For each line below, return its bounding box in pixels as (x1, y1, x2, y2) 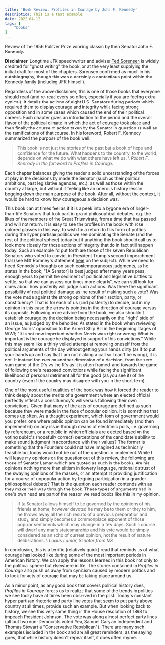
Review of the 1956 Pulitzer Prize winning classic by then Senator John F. (5, 44, 154, 49)
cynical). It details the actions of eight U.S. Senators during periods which (5, 99, 154, 104)
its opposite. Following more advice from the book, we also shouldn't (5, 310, 145, 315)
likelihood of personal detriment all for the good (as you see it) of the (5, 372, 144, 378)
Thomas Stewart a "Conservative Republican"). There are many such (5, 624, 145, 630)
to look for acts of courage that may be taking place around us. (5, 573, 133, 579)
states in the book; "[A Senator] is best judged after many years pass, (5, 268, 146, 274)
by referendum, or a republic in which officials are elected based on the (5, 429, 150, 435)
